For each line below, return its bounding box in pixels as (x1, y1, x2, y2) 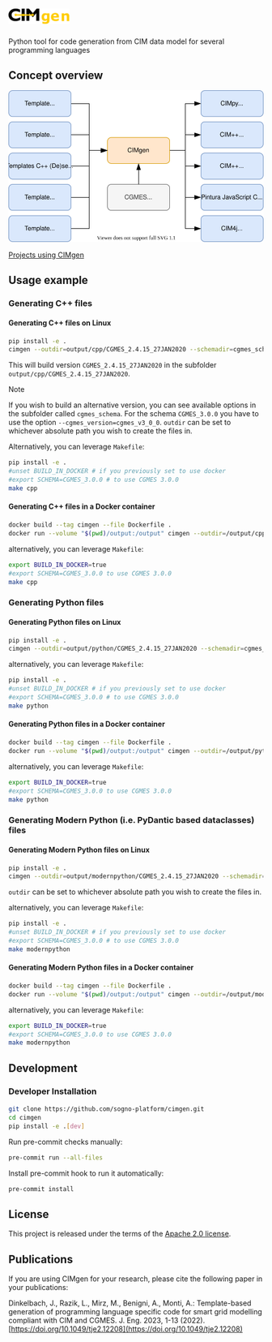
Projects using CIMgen (8, 250, 85, 260)
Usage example (8, 273, 89, 287)
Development (8, 1061, 79, 1075)
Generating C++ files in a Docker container (8, 501, 155, 511)
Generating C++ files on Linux (8, 318, 112, 328)
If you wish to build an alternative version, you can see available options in (8, 400, 257, 410)
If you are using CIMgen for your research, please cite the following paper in (8, 1274, 263, 1284)
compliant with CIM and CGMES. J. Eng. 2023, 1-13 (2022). (8, 1315, 206, 1326)
